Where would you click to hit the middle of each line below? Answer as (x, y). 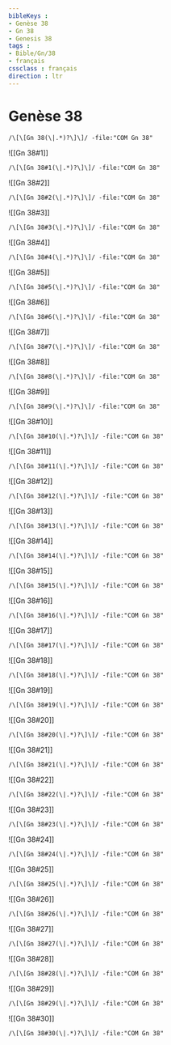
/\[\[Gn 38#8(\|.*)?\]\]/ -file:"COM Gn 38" (84, 376)
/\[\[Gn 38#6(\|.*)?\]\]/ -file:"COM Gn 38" (84, 316)
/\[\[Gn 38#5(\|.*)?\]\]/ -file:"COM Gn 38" (84, 287)
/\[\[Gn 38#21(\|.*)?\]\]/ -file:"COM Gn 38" (86, 765)
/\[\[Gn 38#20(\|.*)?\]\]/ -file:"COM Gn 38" (86, 735)
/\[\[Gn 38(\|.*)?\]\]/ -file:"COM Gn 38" (81, 138)
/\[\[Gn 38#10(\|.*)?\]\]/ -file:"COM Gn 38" (86, 436)
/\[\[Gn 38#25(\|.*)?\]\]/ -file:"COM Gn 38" (86, 884)
